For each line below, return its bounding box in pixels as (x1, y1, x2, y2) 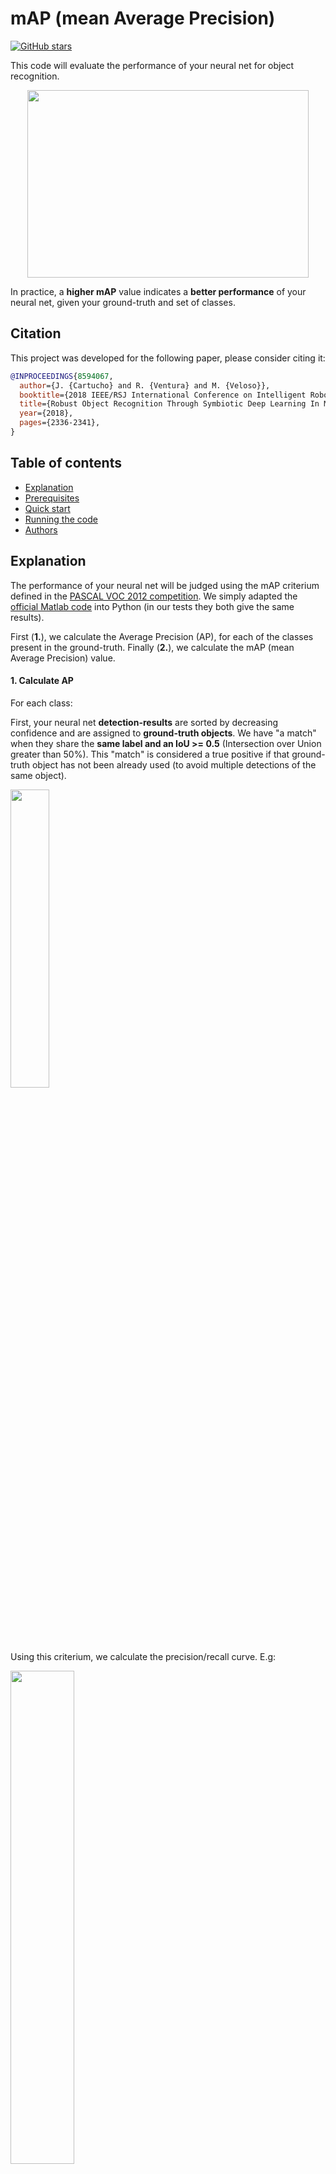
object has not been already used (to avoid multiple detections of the (31, 758, 317, 771)
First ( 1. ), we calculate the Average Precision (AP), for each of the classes (10, 630, 314, 642)
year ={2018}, (19, 408, 74, 419)
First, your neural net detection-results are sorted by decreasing (10, 716, 279, 728)
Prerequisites (24, 492, 80, 504)
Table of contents (10, 455, 122, 472)
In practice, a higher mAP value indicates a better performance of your (10, 285, 307, 297)
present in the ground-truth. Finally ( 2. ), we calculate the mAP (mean (10, 641, 295, 653)
